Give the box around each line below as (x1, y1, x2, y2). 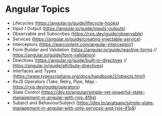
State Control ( (12, 89, 43, 95)
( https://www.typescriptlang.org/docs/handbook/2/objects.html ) (12, 73, 145, 79)
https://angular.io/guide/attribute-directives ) (12, 62, 103, 68)
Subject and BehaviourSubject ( (12, 99, 78, 105)
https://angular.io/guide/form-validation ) (12, 51, 96, 58)
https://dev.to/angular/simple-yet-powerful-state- (42, 89, 145, 95)
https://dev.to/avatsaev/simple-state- (77, 99, 154, 105)
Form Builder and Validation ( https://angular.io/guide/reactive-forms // (12, 46, 157, 52)
